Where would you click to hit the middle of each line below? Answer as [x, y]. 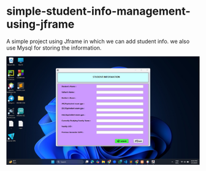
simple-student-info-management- [99, 11]
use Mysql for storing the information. [54, 48]
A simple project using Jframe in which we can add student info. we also [98, 41]
